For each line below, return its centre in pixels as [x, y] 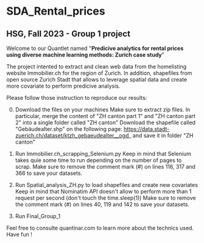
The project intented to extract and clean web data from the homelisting [97, 66]
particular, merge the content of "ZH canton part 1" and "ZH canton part [105, 116]
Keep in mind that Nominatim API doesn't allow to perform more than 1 [103, 191]
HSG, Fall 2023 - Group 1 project [69, 34]
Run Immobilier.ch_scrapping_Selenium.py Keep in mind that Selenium [103, 154]
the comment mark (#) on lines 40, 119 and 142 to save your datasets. [102, 204]
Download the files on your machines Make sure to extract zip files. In [103, 110]
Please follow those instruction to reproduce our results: [77, 98]
